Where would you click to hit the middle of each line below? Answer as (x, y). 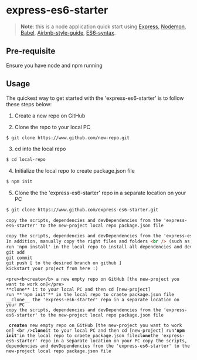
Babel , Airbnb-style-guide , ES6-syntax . (68, 32)
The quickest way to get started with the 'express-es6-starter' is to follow (95, 98)
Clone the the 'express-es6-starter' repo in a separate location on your (100, 193)
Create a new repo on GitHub (50, 116)
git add (16, 252)
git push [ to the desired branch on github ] (64, 263)
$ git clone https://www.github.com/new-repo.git (68, 138)
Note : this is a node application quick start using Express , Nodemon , (103, 26)
